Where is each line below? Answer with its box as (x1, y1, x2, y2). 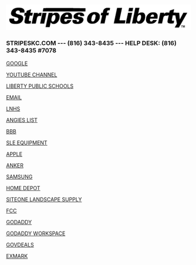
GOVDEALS (6, 241, 34, 248)
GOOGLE (6, 60, 28, 67)
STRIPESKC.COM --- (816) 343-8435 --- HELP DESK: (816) (6, 39, 177, 47)
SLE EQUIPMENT (6, 139, 48, 146)
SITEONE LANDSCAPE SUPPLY (6, 195, 82, 203)
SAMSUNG (6, 173, 33, 180)
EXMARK (6, 252, 28, 259)
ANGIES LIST (6, 116, 38, 123)
